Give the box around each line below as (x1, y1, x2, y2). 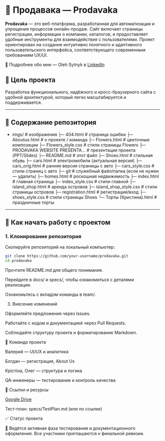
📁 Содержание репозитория (5, 118, 97, 127)
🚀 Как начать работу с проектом (5, 218, 110, 226)
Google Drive (5, 396, 32, 402)
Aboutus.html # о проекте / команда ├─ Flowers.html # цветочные (12, 136, 150, 142)
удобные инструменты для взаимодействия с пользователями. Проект (5, 36, 155, 42)
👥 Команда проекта (5, 339, 46, 345)
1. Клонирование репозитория (5, 233, 82, 240)
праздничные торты (12, 199, 55, 205)
